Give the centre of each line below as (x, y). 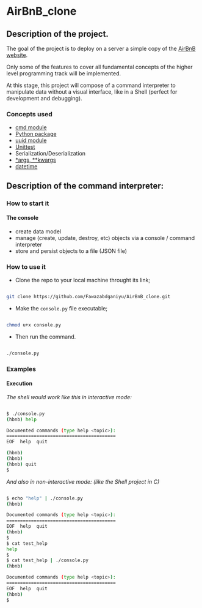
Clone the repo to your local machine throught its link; (83, 280)
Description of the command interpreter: (85, 186)
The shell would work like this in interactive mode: (69, 397)
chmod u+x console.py (34, 325)
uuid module (31, 141)
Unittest (25, 147)
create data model (38, 231)
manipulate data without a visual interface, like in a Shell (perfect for (92, 92)
